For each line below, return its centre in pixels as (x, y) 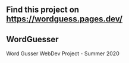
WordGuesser (32, 39)
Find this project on (43, 10)
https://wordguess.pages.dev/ (64, 19)
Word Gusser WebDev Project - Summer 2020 (63, 53)
